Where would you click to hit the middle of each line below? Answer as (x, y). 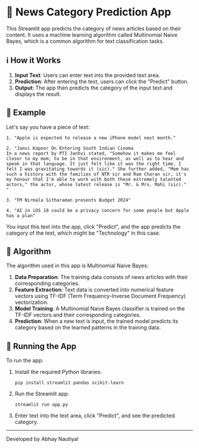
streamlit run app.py (41, 405)
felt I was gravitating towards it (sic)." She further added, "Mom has (98, 169)
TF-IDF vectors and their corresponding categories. (78, 315)
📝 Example (26, 113)
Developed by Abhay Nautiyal (42, 439)
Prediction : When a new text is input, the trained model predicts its (97, 321)
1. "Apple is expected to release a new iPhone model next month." (91, 138)
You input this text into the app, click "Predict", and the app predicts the (93, 226)
